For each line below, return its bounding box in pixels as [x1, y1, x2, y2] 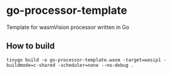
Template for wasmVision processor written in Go [6, 23, 130, 31]
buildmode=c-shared [6, 62, 56, 68]
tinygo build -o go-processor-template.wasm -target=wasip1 [6, 57, 162, 63]
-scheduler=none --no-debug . [58, 62, 134, 68]
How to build [6, 41, 55, 51]
